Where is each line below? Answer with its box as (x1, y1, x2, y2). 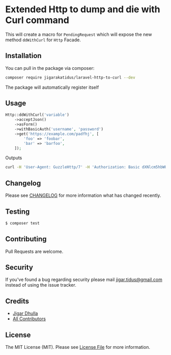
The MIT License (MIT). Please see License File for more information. (5, 344, 150, 350)
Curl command (5, 14, 70, 26)
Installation (5, 52, 42, 60)
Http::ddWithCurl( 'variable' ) (5, 112, 70, 118)
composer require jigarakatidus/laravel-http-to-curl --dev (5, 75, 136, 80)
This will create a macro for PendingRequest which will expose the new (5, 31, 152, 37)
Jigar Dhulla (12, 310, 38, 317)
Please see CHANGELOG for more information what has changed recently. (5, 192, 161, 198)
